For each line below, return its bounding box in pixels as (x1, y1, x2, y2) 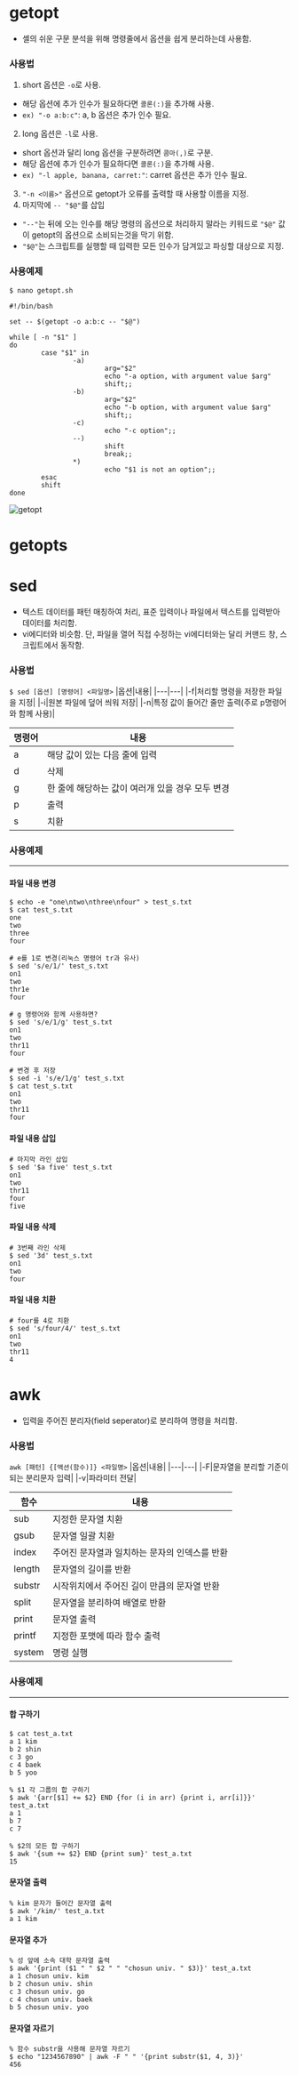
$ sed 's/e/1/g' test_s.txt (9, 1018, 114, 1027)
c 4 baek (9, 1760, 42, 1769)
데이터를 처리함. (21, 617, 77, 628)
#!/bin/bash (9, 302, 53, 310)
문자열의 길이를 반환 (52, 1564, 131, 1576)
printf (13, 1629, 37, 1642)
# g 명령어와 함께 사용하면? (9, 1010, 98, 1019)
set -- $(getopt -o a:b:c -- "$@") (9, 317, 141, 326)
